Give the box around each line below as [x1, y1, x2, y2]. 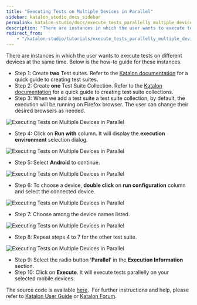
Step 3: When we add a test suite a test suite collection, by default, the [14, 95, 186, 102]
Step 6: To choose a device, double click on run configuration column [14, 182, 186, 189]
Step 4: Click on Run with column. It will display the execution [14, 130, 165, 137]
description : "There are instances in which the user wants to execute [6, 25, 185, 31]
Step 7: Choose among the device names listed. [14, 211, 130, 217]
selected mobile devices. [14, 275, 75, 282]
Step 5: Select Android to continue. [14, 159, 101, 166]
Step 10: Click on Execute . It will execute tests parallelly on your [14, 269, 169, 276]
